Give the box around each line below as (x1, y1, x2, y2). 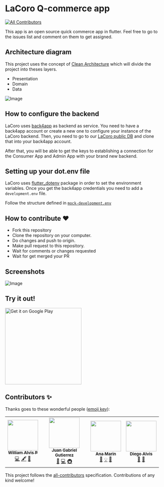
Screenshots (5, 267, 45, 276)
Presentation (12, 75, 38, 81)
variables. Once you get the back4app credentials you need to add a (5, 186, 143, 191)
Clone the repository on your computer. (12, 232, 92, 238)
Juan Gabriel (51, 447, 77, 453)
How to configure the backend (5, 110, 99, 118)
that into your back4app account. (5, 138, 72, 144)
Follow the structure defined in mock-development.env (5, 200, 111, 206)
